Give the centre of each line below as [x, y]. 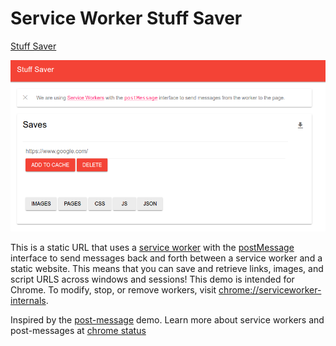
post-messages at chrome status [78, 331]
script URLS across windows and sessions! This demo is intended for [152, 279]
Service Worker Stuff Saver [126, 18]
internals [28, 301]
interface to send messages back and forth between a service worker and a [166, 258]
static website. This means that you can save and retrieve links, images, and [167, 269]
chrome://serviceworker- [270, 290]
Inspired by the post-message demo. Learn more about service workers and [167, 320]
